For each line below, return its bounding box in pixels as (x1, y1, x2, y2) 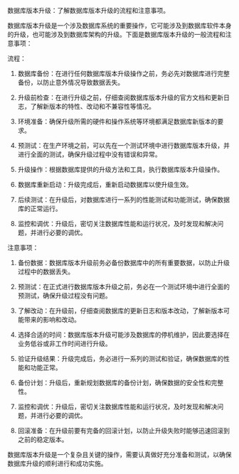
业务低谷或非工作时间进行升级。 (17, 340, 112, 348)
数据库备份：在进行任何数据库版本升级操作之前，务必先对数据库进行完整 (17, 70, 230, 77)
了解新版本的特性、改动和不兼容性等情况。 (30, 102, 155, 110)
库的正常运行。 (17, 205, 62, 212)
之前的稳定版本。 (17, 436, 68, 443)
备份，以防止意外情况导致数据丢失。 (17, 78, 124, 87)
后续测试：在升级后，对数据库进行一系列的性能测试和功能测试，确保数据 (17, 195, 230, 204)
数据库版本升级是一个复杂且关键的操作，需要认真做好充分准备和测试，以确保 (7, 451, 232, 458)
